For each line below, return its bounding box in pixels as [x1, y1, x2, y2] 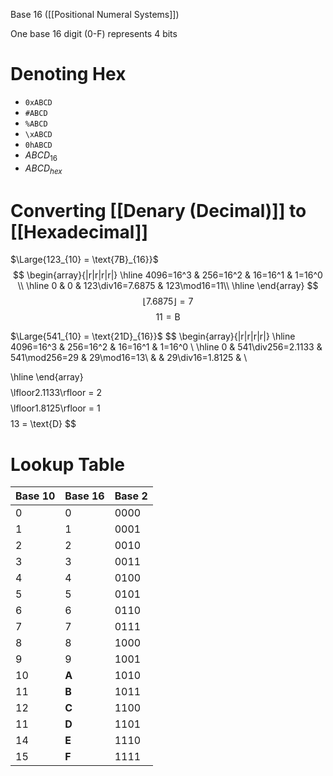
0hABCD [24, 140, 53, 150]
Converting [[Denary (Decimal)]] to [10, 199, 307, 222]
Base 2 [114, 489, 148, 503]
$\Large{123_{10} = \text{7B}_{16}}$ [10, 254, 159, 266]
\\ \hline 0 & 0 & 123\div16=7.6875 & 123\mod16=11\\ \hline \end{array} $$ [17, 280, 319, 292]
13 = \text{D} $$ [10, 418, 77, 430]
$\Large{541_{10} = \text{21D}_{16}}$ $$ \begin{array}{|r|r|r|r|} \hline [10, 330, 296, 343]
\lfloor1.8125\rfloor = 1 [10, 402, 101, 414]
